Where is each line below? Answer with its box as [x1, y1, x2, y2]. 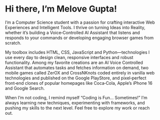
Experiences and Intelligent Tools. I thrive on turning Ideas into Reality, [5, 24, 145, 30]
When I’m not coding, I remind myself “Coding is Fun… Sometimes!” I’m [5, 94, 148, 100]
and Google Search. [5, 85, 45, 91]
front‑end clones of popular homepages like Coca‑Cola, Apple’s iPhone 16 [5, 80, 153, 86]
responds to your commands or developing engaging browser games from [5, 35, 154, 41]
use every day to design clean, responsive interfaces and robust [5, 54, 133, 60]
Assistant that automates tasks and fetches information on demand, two [5, 64, 149, 71]
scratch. [5, 40, 22, 45]
